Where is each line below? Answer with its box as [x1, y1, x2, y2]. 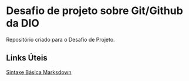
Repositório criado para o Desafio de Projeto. [6, 36, 116, 43]
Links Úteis [6, 53, 48, 63]
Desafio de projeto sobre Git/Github [6, 4, 183, 18]
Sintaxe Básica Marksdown [6, 69, 72, 76]
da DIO [6, 16, 40, 30]
